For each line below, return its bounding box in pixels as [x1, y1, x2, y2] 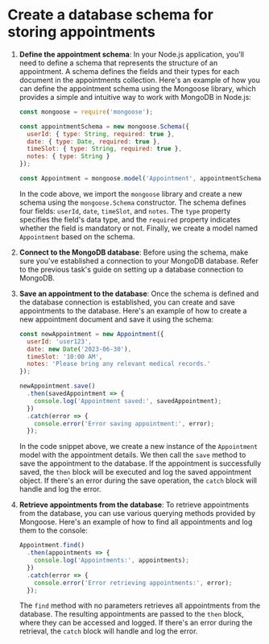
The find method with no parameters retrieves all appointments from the [19, 600, 261, 610]
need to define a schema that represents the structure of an [19, 58, 218, 68]
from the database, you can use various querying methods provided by [19, 509, 255, 518]
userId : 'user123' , [27, 337, 93, 346]
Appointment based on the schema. [19, 231, 135, 241]
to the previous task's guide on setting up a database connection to [19, 264, 243, 274]
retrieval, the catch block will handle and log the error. [19, 626, 198, 636]
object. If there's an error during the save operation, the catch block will [19, 476, 257, 485]
